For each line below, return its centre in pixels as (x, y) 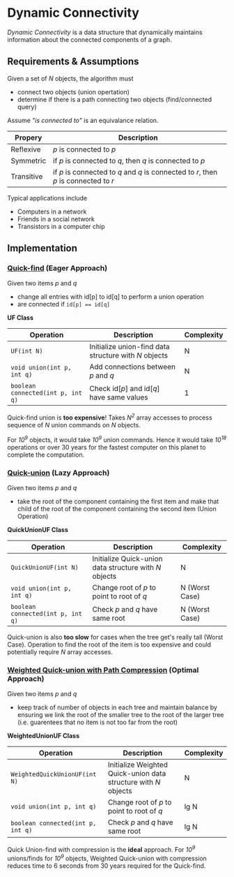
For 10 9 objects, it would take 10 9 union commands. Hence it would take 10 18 (117, 439)
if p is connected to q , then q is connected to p (129, 161)
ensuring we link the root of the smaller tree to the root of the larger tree (120, 715)
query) (27, 107)
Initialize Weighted (138, 765)
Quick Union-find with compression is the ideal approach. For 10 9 (101, 849)
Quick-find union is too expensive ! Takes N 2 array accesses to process (110, 417)
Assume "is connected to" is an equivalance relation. (83, 120)
